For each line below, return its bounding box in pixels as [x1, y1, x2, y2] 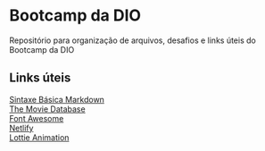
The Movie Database [9, 104, 87, 114]
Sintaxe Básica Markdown [9, 94, 105, 105]
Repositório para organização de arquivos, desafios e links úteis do [9, 35, 256, 46]
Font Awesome [9, 113, 64, 123]
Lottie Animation [9, 131, 70, 143]
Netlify [9, 122, 34, 133]
